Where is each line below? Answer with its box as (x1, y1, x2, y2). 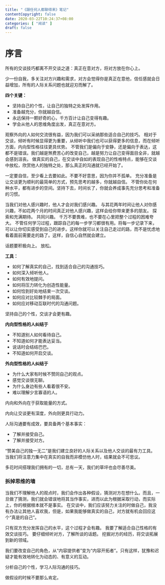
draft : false (5, 26, 32, 30)
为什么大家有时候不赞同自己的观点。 (12, 371, 86, 377)
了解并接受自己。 (12, 431, 47, 437)
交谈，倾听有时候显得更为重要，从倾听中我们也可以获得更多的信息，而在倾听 (5, 138, 160, 144)
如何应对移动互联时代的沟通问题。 (12, 301, 82, 306)
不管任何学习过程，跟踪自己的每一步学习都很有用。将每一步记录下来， (14, 220, 157, 226)
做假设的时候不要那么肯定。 (5, 575, 61, 581)
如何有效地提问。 (12, 276, 47, 282)
